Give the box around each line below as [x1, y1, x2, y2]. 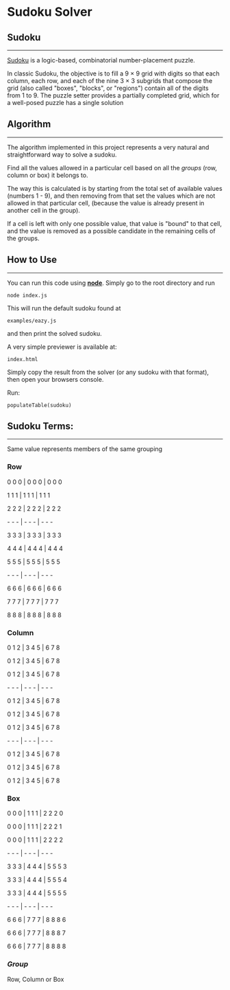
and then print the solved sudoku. [7, 329, 103, 337]
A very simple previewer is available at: [7, 343, 118, 351]
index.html [7, 356, 38, 362]
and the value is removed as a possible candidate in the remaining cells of [7, 227, 216, 235]
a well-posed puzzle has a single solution [7, 99, 124, 106]
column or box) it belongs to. [7, 171, 88, 179]
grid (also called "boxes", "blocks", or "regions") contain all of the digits [7, 84, 209, 92]
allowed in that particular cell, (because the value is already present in [7, 198, 205, 207]
